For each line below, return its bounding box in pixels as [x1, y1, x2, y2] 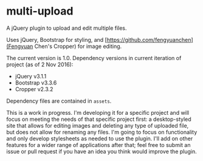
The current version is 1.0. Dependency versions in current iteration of [6, 54, 182, 61]
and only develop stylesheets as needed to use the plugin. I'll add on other [6, 135, 193, 142]
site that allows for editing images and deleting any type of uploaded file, [6, 122, 189, 129]
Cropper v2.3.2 [15, 85, 53, 92]
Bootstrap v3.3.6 [15, 79, 57, 86]
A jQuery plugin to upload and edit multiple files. [6, 24, 127, 32]
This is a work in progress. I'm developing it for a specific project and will [6, 109, 190, 116]
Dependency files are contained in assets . [6, 97, 112, 104]
